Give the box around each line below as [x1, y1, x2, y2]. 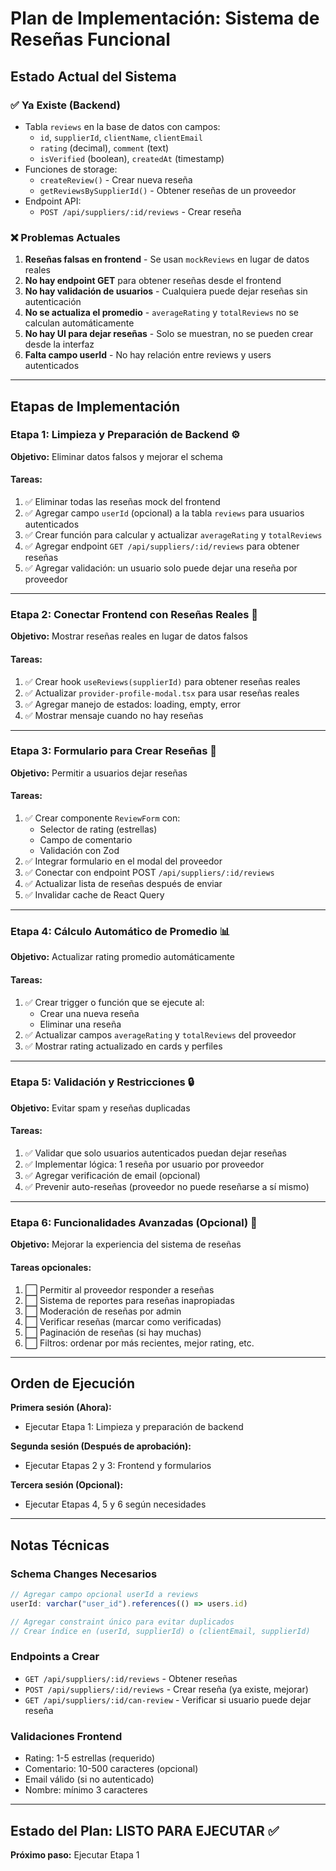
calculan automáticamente [24, 317, 135, 329]
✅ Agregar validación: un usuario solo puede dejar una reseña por [24, 562, 298, 574]
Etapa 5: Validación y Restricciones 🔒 [10, 1075, 195, 1089]
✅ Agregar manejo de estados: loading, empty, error [24, 698, 242, 710]
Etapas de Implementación [10, 398, 181, 415]
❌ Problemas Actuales [10, 230, 121, 244]
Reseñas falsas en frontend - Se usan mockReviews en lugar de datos [24, 253, 310, 266]
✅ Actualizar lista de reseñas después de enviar [24, 878, 223, 890]
